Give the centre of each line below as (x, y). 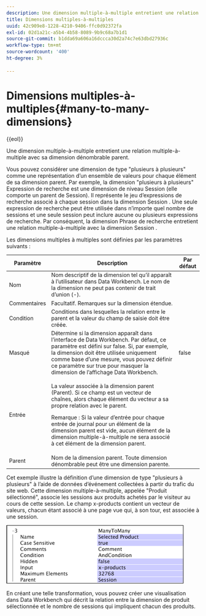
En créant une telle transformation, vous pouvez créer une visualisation (96, 593)
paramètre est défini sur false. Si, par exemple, (110, 346)
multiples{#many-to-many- (78, 109)
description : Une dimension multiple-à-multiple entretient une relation (103, 13)
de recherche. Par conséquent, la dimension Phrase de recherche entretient (102, 221)
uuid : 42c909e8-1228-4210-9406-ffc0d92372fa (64, 26)
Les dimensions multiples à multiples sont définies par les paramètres (94, 240)
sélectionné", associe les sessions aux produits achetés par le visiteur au (98, 497)
